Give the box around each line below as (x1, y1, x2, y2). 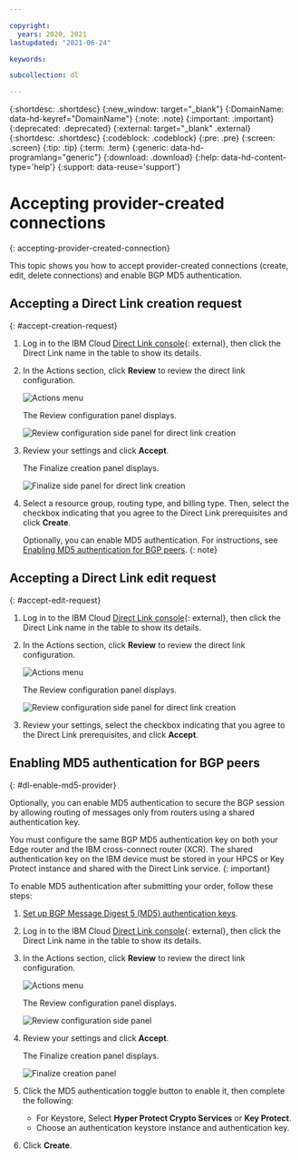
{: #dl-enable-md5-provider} (9, 780, 117, 790)
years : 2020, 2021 (17, 29, 88, 39)
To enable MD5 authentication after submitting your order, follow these (9, 880, 274, 891)
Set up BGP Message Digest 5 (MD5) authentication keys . (22, 908, 238, 918)
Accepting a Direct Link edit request (9, 571, 217, 586)
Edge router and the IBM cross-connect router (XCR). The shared (9, 843, 254, 854)
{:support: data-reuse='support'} (57, 162, 181, 172)
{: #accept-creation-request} (9, 319, 118, 331)
